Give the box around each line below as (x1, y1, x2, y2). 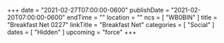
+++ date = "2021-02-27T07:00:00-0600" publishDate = (7, 6, 170, 14)
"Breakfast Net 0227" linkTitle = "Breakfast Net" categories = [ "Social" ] (7, 21, 215, 28)
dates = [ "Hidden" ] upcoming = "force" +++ (7, 28, 137, 36)
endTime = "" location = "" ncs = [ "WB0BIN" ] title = (67, 13, 218, 21)
